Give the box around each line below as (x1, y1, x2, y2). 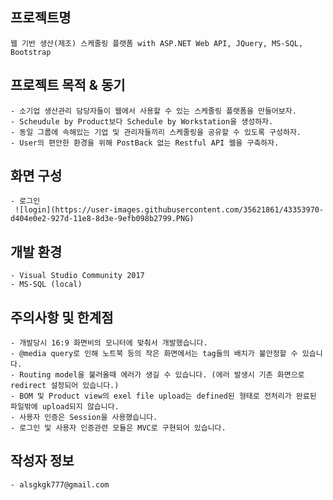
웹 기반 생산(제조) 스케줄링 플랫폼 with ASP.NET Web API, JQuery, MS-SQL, (10, 38, 304, 48)
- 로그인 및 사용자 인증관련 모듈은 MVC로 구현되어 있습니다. (10, 423, 227, 433)
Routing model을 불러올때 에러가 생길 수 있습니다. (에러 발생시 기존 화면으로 (19, 370, 305, 380)
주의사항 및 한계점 (10, 309, 114, 326)
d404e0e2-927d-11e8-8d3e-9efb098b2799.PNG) (10, 214, 195, 224)
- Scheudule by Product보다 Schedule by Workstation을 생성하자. (10, 116, 274, 127)
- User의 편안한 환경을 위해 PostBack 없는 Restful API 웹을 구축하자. (10, 138, 280, 148)
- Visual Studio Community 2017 (10, 271, 145, 281)
